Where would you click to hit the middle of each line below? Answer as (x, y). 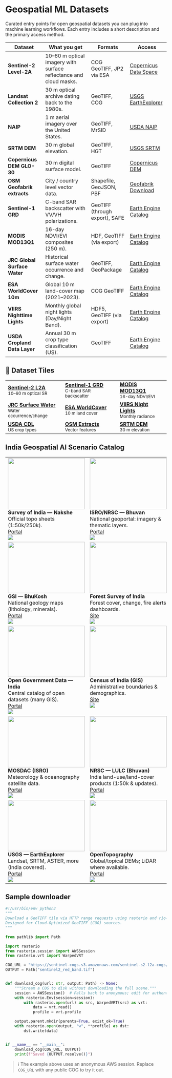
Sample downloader (38, 897)
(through (101, 211)
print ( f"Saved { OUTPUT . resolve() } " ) (54, 1054)
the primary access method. (35, 34)
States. (54, 136)
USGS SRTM (145, 148)
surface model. (63, 169)
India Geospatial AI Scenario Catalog (65, 448)
